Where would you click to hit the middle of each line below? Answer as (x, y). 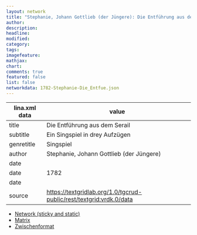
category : (18, 45)
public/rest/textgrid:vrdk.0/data (90, 199)
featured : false (26, 77)
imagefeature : (23, 55)
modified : (18, 39)
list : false (21, 83)
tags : (13, 50)
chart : (14, 66)
